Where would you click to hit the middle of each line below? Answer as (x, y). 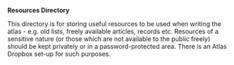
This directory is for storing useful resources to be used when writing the (115, 24)
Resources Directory (38, 10)
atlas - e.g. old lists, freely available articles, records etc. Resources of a (113, 31)
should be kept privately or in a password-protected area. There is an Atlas (117, 46)
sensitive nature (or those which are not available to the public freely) (109, 39)
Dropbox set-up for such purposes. (59, 54)
